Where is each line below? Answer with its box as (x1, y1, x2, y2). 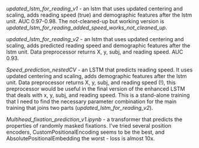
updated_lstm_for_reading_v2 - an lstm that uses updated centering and (6, 36, 184, 42)
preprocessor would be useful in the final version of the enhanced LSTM (6, 85, 185, 92)
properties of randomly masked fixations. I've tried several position (6, 122, 172, 129)
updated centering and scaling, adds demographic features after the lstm (6, 73, 187, 79)
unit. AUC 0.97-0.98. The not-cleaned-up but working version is (6, 18, 165, 24)
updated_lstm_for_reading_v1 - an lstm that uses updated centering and (6, 5, 183, 12)
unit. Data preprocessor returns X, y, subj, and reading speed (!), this (6, 79, 176, 86)
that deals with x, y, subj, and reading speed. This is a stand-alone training (6, 92, 190, 98)
